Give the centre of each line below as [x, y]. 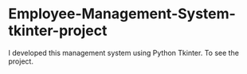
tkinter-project [58, 31]
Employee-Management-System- [122, 14]
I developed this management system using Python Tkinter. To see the [123, 53]
